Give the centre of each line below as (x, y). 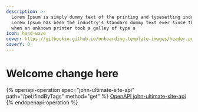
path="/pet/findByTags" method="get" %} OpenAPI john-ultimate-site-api (96, 96)
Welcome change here (62, 74)
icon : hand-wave (26, 34)
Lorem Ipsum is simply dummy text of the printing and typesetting (96, 17)
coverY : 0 (18, 45)
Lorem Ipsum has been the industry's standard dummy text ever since (98, 22)
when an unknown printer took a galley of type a (73, 28)
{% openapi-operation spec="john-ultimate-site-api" (70, 90)
